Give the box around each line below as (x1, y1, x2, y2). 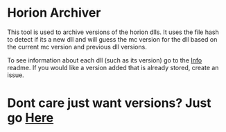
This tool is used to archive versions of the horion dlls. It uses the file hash (7, 28, 220, 36)
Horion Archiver (7, 5, 101, 21)
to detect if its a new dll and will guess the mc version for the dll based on (7, 35, 218, 43)
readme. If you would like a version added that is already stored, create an (7, 63, 219, 72)
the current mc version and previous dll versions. (7, 42, 147, 51)
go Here (7, 110, 54, 126)
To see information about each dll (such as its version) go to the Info (7, 56, 202, 64)
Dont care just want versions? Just (7, 95, 211, 111)
